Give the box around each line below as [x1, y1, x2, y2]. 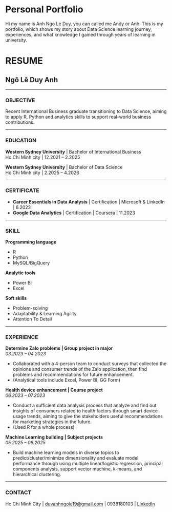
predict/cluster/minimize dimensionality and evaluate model [12, 455, 139, 461]
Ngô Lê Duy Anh [5, 75, 58, 84]
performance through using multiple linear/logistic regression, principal [12, 461, 163, 467]
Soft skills [5, 295, 27, 301]
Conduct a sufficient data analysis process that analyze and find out [12, 402, 157, 409]
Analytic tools [5, 270, 36, 276]
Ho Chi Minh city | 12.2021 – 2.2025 [5, 154, 80, 160]
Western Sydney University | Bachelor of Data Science [5, 164, 123, 170]
